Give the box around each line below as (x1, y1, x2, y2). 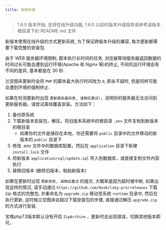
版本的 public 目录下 (19, 136, 62, 142)
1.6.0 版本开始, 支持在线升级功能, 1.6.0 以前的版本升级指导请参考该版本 (17, 21, 161, 27)
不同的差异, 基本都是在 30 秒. (5, 68, 65, 74)
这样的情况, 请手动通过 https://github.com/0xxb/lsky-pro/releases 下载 (9, 184, 158, 190)
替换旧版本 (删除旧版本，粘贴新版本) (12, 167, 87, 173)
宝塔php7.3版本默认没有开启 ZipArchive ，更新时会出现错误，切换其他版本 (5, 213, 157, 219)
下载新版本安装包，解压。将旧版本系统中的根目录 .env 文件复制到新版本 (12, 118, 159, 124)
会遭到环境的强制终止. (5, 84, 51, 90)
